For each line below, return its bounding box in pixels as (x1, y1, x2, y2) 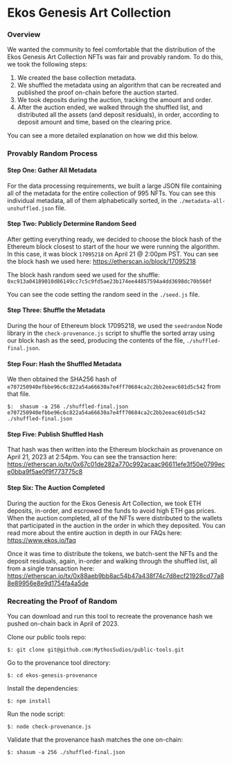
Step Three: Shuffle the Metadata (7, 306, 105, 314)
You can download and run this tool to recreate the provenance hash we (7, 612, 213, 620)
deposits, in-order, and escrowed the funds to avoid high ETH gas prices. (7, 506, 217, 515)
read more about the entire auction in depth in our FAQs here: (7, 528, 182, 536)
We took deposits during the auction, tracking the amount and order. (17, 96, 213, 104)
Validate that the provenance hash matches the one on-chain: (7, 735, 184, 744)
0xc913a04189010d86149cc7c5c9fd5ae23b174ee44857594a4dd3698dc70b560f (7, 278, 213, 285)
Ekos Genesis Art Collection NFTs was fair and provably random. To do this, (7, 53, 223, 61)
